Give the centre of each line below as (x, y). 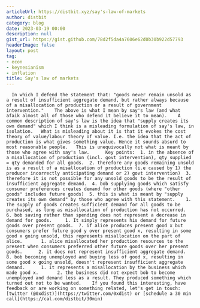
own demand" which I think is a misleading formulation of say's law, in (100, 126)
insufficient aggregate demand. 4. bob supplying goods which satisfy (97, 184)
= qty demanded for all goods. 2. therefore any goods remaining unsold (100, 163)
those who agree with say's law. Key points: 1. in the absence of (100, 153)
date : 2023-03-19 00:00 (36, 28)
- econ (14, 62)
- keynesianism (25, 67)
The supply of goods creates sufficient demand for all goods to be (93, 205)
